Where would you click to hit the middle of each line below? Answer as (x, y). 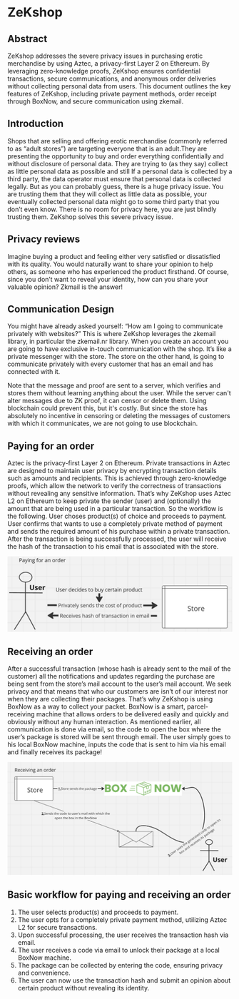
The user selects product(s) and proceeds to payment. (98, 912)
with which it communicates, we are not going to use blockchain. (103, 424)
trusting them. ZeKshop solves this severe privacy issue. (90, 217)
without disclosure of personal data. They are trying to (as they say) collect (118, 163)
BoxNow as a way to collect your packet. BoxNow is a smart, (96, 706)
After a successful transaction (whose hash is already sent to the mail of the (119, 669)
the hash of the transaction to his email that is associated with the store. (113, 547)
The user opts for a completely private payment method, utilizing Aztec (122, 919)
